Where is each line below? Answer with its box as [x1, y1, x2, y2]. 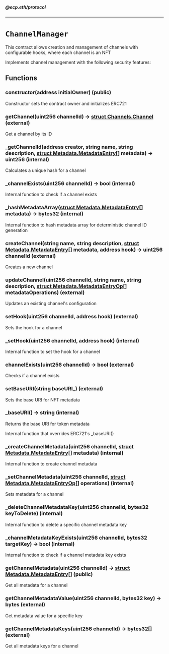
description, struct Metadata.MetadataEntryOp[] [5, 283, 127, 289]
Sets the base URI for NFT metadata [5, 396, 80, 403]
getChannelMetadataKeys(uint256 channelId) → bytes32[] [5, 625, 152, 632]
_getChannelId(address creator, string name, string [5, 143, 133, 150]
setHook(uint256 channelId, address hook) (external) [5, 313, 138, 320]
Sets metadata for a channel [5, 491, 64, 497]
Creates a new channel [5, 264, 53, 270]
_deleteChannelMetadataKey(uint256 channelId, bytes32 [5, 504, 149, 511]
